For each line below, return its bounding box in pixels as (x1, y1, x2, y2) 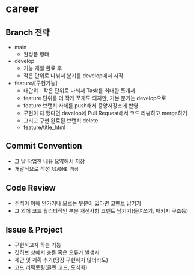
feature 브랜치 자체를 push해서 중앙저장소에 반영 (23, 102, 139, 109)
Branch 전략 (5, 27, 50, 37)
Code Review (5, 183, 56, 193)
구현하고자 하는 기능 (14, 242, 61, 249)
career (5, 2, 40, 16)
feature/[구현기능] (14, 80, 58, 86)
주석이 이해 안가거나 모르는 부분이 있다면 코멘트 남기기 (14, 200, 142, 207)
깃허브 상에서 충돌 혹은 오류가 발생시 (14, 249, 100, 256)
